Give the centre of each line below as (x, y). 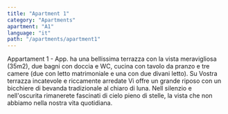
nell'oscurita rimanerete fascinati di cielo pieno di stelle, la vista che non (110, 96)
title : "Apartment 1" (38, 13)
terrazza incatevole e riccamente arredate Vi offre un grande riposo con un (114, 81)
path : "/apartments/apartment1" (54, 39)
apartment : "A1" (30, 26)
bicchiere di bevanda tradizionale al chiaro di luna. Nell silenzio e (99, 88)
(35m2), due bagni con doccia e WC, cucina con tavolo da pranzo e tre (108, 66)
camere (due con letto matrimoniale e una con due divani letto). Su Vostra (112, 74)
